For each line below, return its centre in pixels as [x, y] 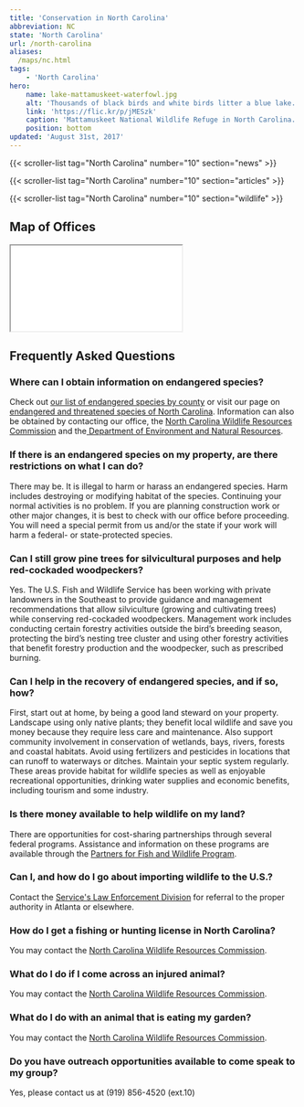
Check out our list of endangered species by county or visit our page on [145, 402]
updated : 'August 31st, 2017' [67, 137]
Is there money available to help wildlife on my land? [127, 814]
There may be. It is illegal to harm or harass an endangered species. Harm [149, 486]
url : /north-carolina [51, 43]
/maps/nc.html [44, 60]
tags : [20, 69]
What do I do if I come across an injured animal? [117, 974]
